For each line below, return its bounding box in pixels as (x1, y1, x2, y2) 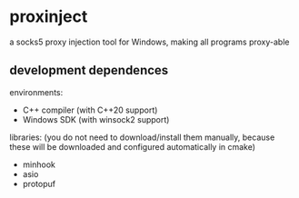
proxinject (9, 6, 88, 27)
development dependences (9, 63, 169, 78)
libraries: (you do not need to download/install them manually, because (9, 132, 275, 143)
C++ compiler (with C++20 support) (22, 104, 158, 115)
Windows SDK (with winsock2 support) (22, 114, 170, 124)
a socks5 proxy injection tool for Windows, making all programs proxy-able (9, 36, 290, 47)
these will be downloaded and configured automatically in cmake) (9, 141, 256, 152)
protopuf (22, 178, 56, 189)
